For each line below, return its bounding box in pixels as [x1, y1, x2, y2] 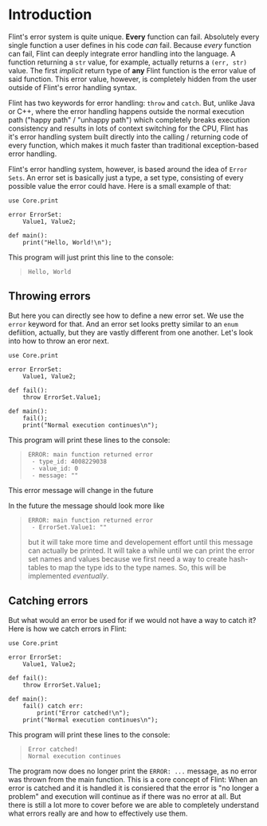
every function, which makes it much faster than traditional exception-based [8, 140, 259, 150]
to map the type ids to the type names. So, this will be [49, 562, 227, 572]
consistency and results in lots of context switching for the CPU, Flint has [8, 123, 249, 133]
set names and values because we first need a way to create [27, 554, 228, 563]
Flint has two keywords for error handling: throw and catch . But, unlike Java [8, 98, 255, 108]
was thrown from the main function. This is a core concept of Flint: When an [8, 774, 258, 784]
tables [27, 562, 49, 572]
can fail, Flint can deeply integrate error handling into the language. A [8, 49, 236, 58]
